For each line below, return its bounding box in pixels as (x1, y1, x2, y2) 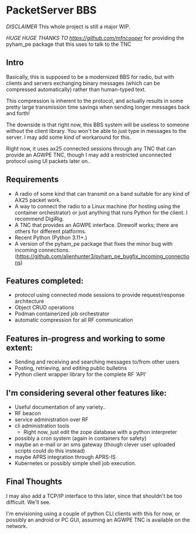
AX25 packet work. (14, 196, 62, 203)
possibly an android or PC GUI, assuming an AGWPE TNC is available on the (6, 516, 190, 523)
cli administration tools (14, 422, 69, 429)
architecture (14, 298, 45, 305)
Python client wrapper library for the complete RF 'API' (14, 371, 147, 378)
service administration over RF (14, 416, 89, 423)
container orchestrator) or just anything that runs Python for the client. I (14, 209, 188, 216)
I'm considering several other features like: (6, 388, 167, 398)
